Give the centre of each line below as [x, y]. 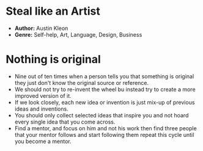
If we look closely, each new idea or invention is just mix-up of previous [105, 102]
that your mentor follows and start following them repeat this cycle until [104, 134]
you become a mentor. [43, 141]
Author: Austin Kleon [41, 28]
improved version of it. [43, 95]
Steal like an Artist [53, 11]
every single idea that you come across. [65, 122]
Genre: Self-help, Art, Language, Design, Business [78, 34]
